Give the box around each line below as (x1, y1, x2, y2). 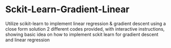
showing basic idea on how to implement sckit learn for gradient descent (5, 31, 159, 37)
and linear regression (5, 37, 50, 43)
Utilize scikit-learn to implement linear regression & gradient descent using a (5, 20, 166, 27)
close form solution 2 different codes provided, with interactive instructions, (5, 26, 165, 32)
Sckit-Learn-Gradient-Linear (5, 4, 130, 15)
